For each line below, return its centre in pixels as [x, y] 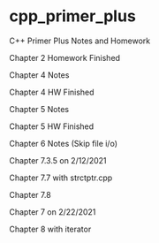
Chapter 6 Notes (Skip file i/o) [63, 143]
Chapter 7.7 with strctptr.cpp [61, 178]
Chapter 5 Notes [39, 109]
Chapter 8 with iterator [50, 229]
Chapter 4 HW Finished [52, 92]
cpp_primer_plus [73, 16]
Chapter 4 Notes [39, 75]
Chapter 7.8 [30, 194]
